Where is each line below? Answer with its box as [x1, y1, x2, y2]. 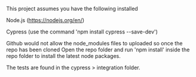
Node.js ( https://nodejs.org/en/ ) [6, 17, 85, 23]
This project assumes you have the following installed [6, 5, 139, 12]
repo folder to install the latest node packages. [6, 53, 121, 59]
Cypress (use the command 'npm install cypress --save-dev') [6, 28, 158, 35]
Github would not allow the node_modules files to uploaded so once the [6, 40, 183, 47]
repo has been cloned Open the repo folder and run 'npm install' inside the [6, 46, 190, 53]
